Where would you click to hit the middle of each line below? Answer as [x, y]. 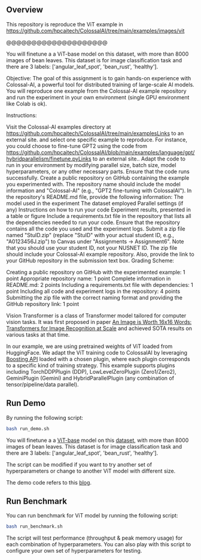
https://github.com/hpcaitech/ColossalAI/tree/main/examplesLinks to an [95, 133]
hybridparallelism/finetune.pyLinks [49, 159]
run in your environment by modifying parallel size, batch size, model [91, 165]
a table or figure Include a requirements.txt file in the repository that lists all [99, 216]
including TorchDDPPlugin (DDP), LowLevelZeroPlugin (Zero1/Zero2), [91, 371]
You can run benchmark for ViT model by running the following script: [92, 516]
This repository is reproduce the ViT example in [65, 24]
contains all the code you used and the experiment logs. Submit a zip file [96, 228]
